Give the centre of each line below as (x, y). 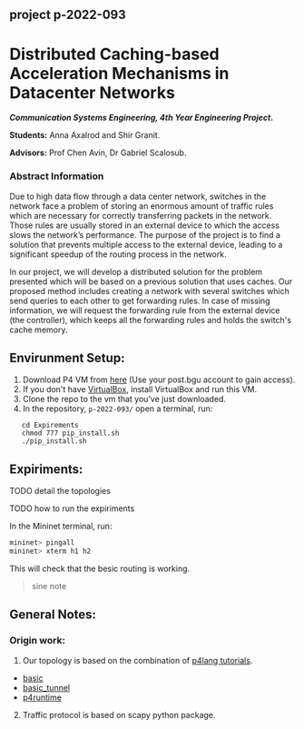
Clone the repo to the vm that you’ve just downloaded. (124, 399)
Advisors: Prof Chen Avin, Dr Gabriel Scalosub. (98, 153)
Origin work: (38, 641)
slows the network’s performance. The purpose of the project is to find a (145, 234)
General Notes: (53, 615)
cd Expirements (50, 426)
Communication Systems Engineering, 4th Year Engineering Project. (142, 118)
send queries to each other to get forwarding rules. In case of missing (140, 300)
